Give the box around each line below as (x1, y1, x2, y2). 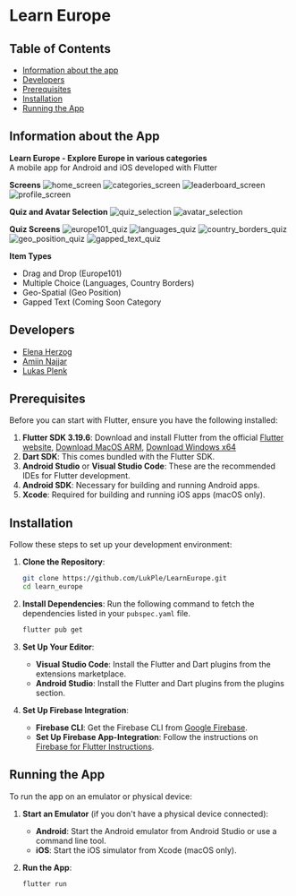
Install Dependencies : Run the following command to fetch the (21, 599, 255, 609)
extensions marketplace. (35, 668, 127, 679)
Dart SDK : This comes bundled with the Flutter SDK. (21, 452, 216, 462)
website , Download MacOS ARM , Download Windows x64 (21, 442, 237, 452)
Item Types (9, 250, 52, 261)
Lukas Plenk (21, 365, 68, 376)
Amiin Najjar (21, 356, 68, 366)
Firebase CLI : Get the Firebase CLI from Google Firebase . (35, 722, 249, 733)
